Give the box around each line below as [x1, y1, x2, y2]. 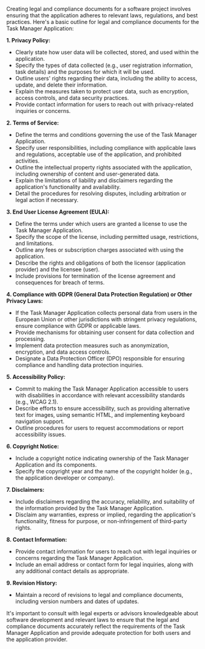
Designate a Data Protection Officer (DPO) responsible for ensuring [15, 355, 185, 362]
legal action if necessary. [15, 196, 79, 203]
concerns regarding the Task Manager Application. [15, 554, 144, 561]
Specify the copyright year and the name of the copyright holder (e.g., [15, 468, 193, 475]
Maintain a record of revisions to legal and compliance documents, [15, 591, 184, 598]
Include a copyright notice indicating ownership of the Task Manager [15, 454, 189, 462]
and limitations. [15, 239, 54, 247]
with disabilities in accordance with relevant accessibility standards [15, 392, 185, 398]
